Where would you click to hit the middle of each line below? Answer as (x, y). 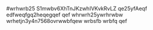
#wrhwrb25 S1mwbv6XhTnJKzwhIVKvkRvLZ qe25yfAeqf (77, 9)
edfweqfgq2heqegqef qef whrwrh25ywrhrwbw (64, 15)
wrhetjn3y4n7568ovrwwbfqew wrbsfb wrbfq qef (67, 21)
